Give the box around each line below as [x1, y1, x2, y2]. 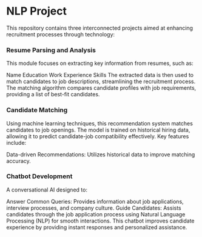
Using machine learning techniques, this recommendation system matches [6, 119, 193, 127]
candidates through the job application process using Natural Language [6, 210, 186, 218]
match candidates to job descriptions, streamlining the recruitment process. [6, 78, 196, 85]
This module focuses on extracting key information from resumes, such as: [6, 59, 194, 67]
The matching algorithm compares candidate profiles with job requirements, [6, 84, 197, 92]
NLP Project [6, 4, 67, 18]
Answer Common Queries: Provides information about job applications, [6, 198, 184, 205]
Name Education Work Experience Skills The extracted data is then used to [6, 72, 194, 79]
